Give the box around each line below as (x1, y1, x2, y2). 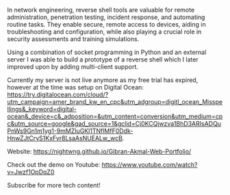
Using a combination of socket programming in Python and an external (7, 48, 207, 56)
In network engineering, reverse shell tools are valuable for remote (7, 6, 195, 14)
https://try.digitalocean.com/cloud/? (7, 90, 109, 99)
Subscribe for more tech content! (7, 181, 101, 189)
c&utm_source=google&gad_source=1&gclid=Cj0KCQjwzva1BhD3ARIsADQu (7, 120, 221, 127)
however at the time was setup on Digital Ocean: (7, 83, 144, 91)
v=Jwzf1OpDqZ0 (7, 168, 55, 176)
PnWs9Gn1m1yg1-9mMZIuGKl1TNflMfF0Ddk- (7, 127, 133, 135)
